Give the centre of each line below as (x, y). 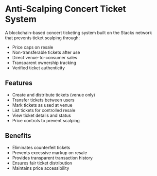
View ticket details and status (42, 115)
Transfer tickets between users (43, 100)
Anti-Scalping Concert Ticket (66, 9)
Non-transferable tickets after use (46, 52)
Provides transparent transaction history (52, 158)
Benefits (18, 136)
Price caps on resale (33, 47)
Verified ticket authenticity (38, 68)
